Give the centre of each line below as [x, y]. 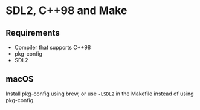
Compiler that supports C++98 [53, 47]
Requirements [33, 33]
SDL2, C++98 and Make [66, 11]
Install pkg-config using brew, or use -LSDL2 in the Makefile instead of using [100, 94]
